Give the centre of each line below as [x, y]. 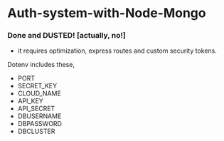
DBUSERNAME [39, 116]
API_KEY [31, 101]
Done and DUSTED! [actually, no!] [66, 36]
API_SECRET [36, 109]
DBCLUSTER [36, 131]
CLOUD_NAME [39, 93]
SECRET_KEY [37, 86]
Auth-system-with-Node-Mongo [107, 13]
